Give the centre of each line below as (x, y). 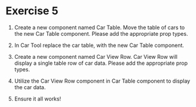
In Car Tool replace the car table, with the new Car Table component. (99, 45)
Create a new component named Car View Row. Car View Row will (96, 56)
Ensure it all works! (37, 99)
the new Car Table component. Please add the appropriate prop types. (101, 33)
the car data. (30, 87)
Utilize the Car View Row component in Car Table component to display (102, 81)
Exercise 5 (32, 11)
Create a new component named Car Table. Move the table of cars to (99, 27)
